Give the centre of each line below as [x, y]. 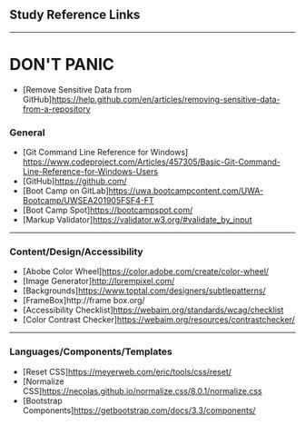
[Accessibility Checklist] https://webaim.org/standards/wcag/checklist [153, 310]
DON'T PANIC [62, 64]
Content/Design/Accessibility [76, 252]
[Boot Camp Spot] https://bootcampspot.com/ [108, 210]
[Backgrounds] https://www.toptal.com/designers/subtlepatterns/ [144, 291]
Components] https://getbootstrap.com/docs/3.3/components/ [139, 410]
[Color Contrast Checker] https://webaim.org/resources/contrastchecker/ [158, 320]
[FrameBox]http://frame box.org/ [84, 301]
